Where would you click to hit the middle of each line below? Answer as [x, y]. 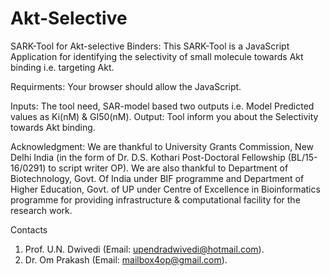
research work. [41, 210]
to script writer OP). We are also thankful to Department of [168, 168]
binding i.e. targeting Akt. [62, 67]
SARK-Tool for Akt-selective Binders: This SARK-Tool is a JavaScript [150, 46]
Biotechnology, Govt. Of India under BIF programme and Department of [157, 178]
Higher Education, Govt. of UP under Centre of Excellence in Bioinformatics [165, 189]
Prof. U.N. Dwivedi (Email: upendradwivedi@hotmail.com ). [144, 249]
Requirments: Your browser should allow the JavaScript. [126, 86]
